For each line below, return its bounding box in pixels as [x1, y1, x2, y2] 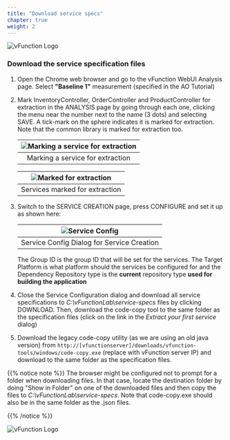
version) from [17, 341, 57, 349]
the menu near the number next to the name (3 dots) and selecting [17, 110, 207, 118]
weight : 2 [7, 23, 36, 30]
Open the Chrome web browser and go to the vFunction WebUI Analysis [17, 75, 222, 83]
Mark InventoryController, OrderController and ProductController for [17, 95, 211, 104]
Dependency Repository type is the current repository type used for [17, 270, 213, 278]
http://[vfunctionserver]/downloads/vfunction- [57, 342, 197, 349]
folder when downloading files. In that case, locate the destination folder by [7, 376, 222, 384]
